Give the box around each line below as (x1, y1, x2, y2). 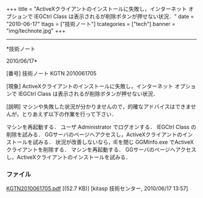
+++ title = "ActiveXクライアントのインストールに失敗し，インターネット (6, 5, 187, 12)
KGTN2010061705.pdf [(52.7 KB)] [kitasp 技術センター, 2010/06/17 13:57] (6, 185, 188, 192)
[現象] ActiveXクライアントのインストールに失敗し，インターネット (6, 83, 173, 89)
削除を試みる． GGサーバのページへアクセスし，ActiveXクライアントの (6, 131, 182, 138)
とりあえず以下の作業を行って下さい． (22, 110, 117, 118)
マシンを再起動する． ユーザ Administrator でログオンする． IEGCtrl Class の (6, 123, 196, 130)
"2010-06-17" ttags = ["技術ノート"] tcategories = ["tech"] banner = (6, 21, 176, 27)
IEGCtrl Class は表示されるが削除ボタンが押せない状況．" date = (34, 13, 195, 20)
